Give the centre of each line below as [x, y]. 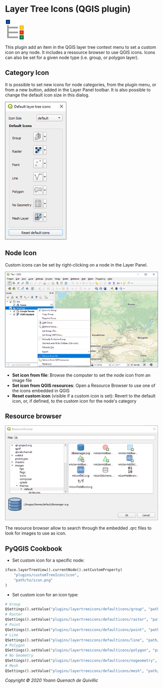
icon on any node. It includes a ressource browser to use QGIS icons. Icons [80, 52]
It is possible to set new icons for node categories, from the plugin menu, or [81, 84]
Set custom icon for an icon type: [45, 594]
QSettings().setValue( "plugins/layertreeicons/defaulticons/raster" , [77, 620]
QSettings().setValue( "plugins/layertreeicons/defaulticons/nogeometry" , [81, 661]
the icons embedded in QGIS [41, 390]
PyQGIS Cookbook [33, 548]
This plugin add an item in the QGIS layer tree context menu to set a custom [81, 47]
